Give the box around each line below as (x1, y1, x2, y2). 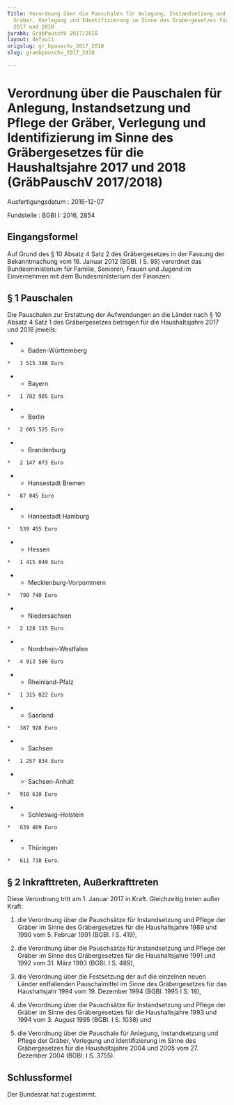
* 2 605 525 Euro (7, 427, 64, 433)
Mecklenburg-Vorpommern (27, 579, 107, 587)
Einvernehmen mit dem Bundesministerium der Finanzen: (7, 272, 171, 280)
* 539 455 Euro (7, 526, 58, 533)
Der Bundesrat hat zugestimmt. (7, 1090, 97, 1099)
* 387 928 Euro (7, 725, 58, 732)
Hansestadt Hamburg (27, 512, 89, 521)
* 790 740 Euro (7, 592, 58, 599)
